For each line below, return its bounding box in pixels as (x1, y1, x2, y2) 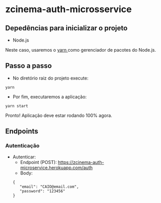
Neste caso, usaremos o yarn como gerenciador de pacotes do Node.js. (5, 47, 156, 53)
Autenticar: (12, 153, 36, 160)
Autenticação (5, 142, 40, 149)
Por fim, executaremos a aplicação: (12, 94, 87, 100)
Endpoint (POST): (20, 159, 57, 165)
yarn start (5, 103, 28, 108)
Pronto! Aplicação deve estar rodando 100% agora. (5, 112, 113, 118)
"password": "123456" (19, 188, 66, 193)
